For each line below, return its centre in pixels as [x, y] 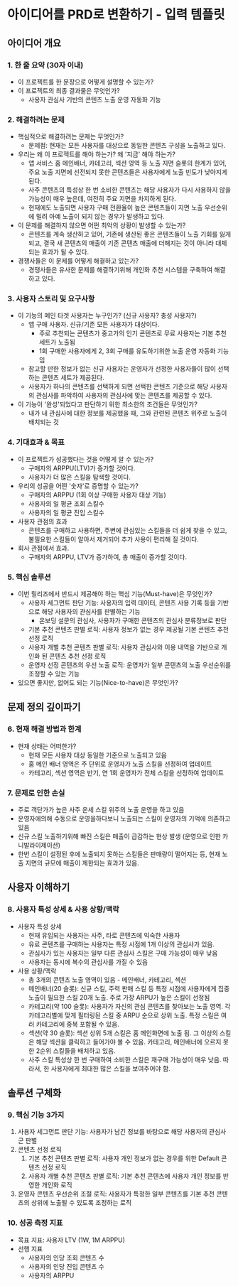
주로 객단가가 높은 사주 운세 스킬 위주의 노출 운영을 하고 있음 [101, 810]
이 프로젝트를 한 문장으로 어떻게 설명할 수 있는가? [86, 82]
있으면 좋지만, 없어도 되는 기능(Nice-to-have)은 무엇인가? [98, 683]
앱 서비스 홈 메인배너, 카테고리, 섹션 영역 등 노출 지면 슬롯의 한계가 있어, [128, 163]
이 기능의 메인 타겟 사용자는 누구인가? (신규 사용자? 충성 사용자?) [107, 315]
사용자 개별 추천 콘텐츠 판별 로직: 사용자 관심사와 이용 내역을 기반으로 [124, 647]
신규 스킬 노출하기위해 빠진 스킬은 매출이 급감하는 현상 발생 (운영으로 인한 [119, 836]
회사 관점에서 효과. [43, 548]
